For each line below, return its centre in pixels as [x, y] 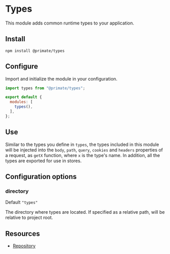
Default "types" [22, 202]
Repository [24, 246]
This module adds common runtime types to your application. [70, 23]
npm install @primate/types [35, 51]
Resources [23, 233]
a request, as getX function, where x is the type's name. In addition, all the [83, 155]
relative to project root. [29, 218]
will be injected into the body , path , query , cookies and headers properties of [84, 150]
